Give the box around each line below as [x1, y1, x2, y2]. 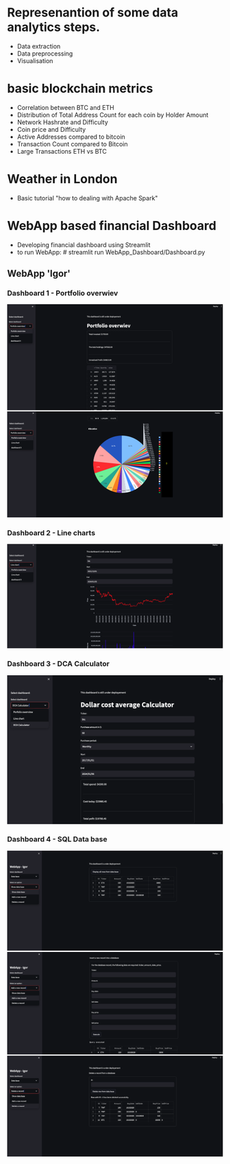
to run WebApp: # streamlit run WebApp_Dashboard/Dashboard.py [16, 248, 205, 256]
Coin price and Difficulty [16, 125, 86, 133]
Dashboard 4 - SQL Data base [7, 835, 107, 844]
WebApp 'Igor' [7, 268, 71, 279]
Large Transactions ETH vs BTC [16, 147, 107, 155]
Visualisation [16, 56, 53, 65]
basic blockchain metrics [7, 81, 153, 97]
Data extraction [16, 42, 61, 50]
